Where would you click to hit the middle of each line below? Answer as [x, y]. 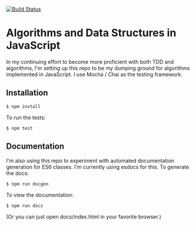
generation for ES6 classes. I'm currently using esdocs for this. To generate [98, 167]
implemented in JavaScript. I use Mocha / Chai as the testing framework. [94, 74]
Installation [27, 93]
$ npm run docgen [27, 184]
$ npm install [24, 106]
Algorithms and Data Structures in [91, 33]
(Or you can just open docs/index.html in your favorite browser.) [84, 217]
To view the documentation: [40, 195]
